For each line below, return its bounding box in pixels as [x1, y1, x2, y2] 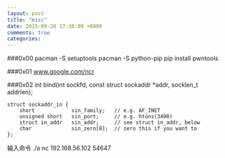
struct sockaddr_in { [7, 101, 69, 108]
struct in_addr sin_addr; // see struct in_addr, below [19, 119, 200, 127]
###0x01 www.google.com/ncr [7, 68, 94, 76]
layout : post [7, 10, 44, 17]
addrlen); [7, 88, 33, 96]
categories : [7, 36, 41, 42]
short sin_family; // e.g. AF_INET [19, 107, 161, 114]
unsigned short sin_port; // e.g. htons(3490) [19, 114, 173, 120]
